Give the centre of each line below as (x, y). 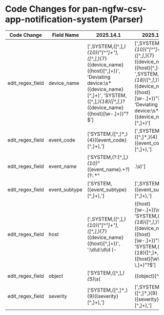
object (56, 276)
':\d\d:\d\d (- (102, 249)
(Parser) (126, 19)
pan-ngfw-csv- (114, 9)
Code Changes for (43, 9)
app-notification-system (56, 19)
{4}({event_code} (107, 140)
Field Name (65, 35)
